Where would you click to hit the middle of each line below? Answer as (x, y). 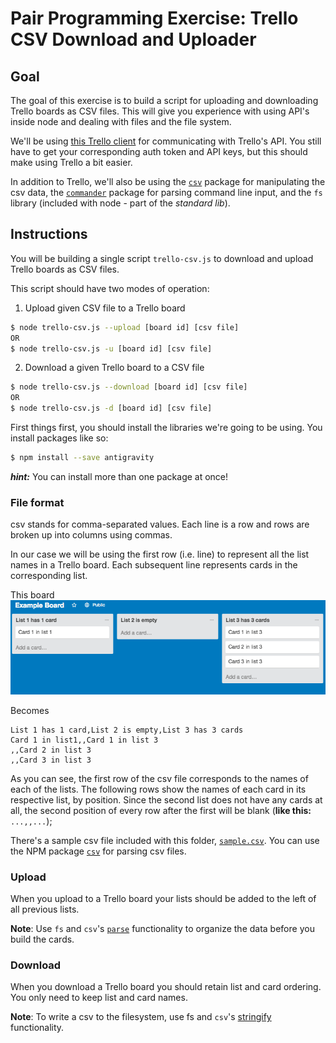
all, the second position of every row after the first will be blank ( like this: (161, 810)
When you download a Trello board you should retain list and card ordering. (166, 987)
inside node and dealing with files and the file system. (121, 121)
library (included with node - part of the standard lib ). (120, 203)
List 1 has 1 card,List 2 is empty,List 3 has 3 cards (127, 730)
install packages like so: (59, 438)
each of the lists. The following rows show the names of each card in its (158, 789)
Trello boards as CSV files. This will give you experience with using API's (160, 111)
